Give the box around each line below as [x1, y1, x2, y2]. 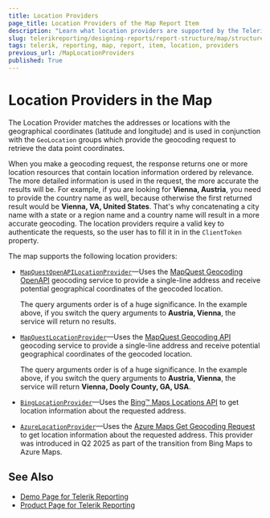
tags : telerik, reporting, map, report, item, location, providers [8, 42, 239, 50]
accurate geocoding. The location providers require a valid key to [8, 218, 225, 228]
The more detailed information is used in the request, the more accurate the [8, 176, 260, 186]
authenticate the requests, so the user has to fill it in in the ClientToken [8, 226, 243, 237]
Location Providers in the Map [8, 92, 213, 109]
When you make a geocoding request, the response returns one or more [8, 158, 248, 169]
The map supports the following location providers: [8, 251, 178, 261]
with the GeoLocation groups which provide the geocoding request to [8, 134, 236, 145]
